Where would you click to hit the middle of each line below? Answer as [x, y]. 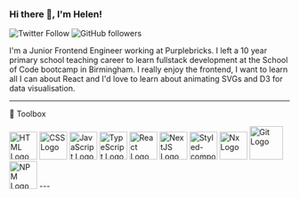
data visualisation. [42, 89]
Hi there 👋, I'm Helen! [56, 14]
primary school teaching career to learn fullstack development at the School [149, 60]
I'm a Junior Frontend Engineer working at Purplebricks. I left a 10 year [138, 51]
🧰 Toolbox [28, 114]
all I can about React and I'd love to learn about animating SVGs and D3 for [146, 79]
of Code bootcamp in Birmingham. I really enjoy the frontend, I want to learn [149, 69]
